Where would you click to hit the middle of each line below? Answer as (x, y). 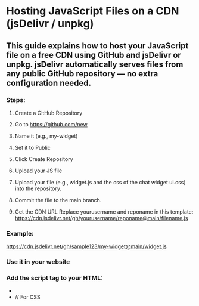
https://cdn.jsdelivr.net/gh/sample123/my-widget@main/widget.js (86, 246)
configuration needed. (49, 83)
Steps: (16, 100)
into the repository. (38, 188)
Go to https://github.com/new (51, 124)
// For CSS (27, 297)
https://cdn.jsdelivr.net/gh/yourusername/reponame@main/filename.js (101, 218)
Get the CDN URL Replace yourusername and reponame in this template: (104, 211)
